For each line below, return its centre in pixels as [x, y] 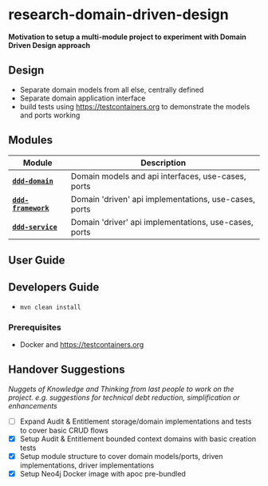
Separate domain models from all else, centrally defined [112, 89]
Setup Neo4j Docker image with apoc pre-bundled [102, 474]
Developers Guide [54, 288]
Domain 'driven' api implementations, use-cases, [163, 199]
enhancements [33, 405]
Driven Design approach [49, 45]
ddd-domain [33, 181]
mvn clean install [50, 307]
